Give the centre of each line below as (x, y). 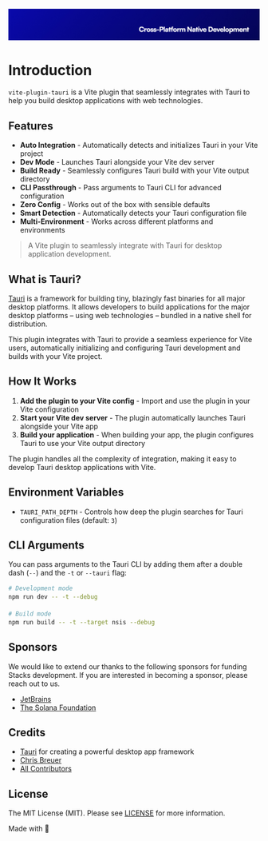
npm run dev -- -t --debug (53, 597)
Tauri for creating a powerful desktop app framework (107, 751)
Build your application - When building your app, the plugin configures (136, 434)
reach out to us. (34, 684)
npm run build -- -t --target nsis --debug (82, 622)
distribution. (28, 324)
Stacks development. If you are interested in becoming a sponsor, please (128, 675)
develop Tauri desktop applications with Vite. (82, 467)
